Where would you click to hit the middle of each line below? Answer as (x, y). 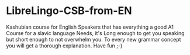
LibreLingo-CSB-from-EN (69, 11)
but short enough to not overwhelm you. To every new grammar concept (94, 39)
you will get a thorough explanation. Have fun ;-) (64, 46)
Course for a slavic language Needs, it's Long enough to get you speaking (96, 33)
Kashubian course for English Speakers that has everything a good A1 (90, 27)
